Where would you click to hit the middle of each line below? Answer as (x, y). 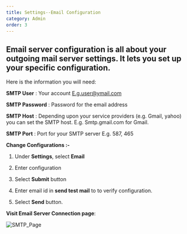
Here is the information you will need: (51, 82)
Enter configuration (38, 168)
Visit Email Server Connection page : (51, 213)
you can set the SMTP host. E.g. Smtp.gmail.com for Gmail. (77, 122)
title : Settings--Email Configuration (53, 12)
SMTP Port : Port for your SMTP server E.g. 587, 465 (70, 134)
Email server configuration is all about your (86, 49)
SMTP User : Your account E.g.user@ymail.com (64, 93)
